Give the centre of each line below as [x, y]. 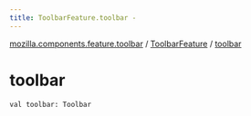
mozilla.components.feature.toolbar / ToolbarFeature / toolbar [125, 43]
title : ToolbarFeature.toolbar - [73, 18]
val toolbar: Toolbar [51, 104]
